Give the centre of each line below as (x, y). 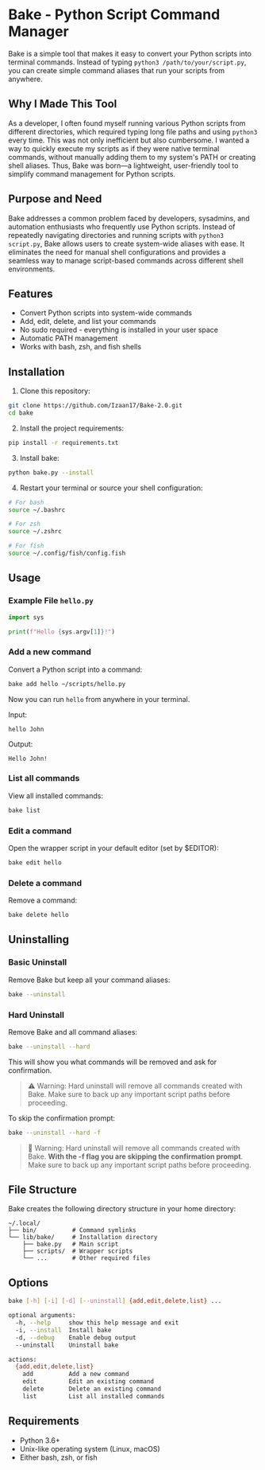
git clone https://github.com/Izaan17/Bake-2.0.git (95, 406)
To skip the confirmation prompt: (62, 1118)
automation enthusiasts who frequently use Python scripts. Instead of (122, 226)
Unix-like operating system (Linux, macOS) (90, 1449)
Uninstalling (39, 940)
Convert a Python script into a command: (75, 669)
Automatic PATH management (69, 338)
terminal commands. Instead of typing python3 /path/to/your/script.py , (127, 62)
